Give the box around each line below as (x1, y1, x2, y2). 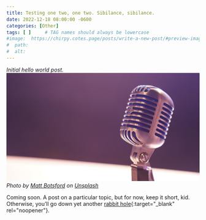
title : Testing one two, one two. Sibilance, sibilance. (6, 10, 155, 16)
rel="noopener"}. (6, 207, 50, 214)
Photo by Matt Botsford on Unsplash (6, 182, 99, 189)
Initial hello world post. (6, 66, 64, 73)
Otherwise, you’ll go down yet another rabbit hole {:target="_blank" (6, 200, 175, 208)
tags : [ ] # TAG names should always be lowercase (6, 29, 150, 35)
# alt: (6, 49, 26, 55)
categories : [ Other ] (6, 23, 59, 29)
